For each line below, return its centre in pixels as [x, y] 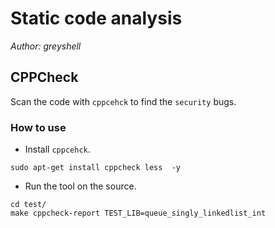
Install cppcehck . [57, 149]
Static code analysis [96, 18]
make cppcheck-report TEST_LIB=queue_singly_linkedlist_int [138, 213]
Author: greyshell [46, 46]
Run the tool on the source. [80, 186]
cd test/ [28, 205]
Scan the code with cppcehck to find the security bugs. [123, 101]
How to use [38, 127]
